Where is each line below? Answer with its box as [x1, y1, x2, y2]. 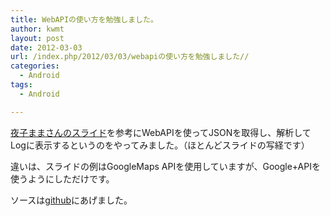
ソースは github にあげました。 [10, 194, 133, 206]
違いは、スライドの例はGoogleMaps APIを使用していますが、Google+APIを [10, 160, 321, 172]
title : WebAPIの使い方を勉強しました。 [10, 14, 158, 25]
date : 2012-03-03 [10, 42, 83, 53]
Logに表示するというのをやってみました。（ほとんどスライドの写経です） [10, 139, 310, 151]
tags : [10, 80, 33, 90]
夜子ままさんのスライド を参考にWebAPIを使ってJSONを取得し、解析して [10, 126, 312, 138]
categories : [10, 61, 60, 71]
